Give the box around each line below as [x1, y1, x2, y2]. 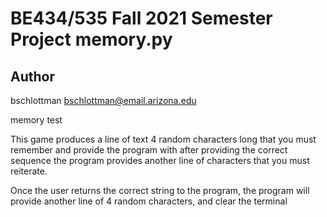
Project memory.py [10, 28, 173, 51]
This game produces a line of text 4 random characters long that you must [10, 133, 317, 145]
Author [10, 68, 55, 85]
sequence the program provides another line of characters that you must [10, 155, 310, 166]
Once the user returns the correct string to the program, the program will [10, 185, 310, 196]
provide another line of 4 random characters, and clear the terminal [10, 195, 288, 207]
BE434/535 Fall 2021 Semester [10, 7, 273, 30]
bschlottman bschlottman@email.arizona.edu [10, 95, 197, 106]
